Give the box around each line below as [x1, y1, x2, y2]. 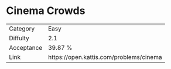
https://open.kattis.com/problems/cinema [47, 53, 162, 61]
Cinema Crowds [6, 4, 85, 18]
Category [9, 25, 35, 33]
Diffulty [9, 34, 29, 42]
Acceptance [9, 43, 43, 51]
